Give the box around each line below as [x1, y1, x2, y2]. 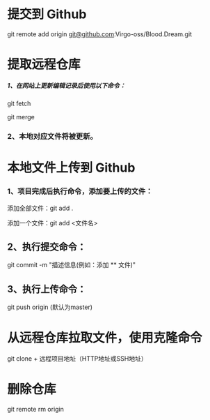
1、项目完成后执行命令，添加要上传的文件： [7, 186, 153, 196]
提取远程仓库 [7, 57, 81, 73]
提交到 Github [7, 6, 87, 22]
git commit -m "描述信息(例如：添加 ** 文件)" [7, 261, 136, 269]
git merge [7, 113, 35, 121]
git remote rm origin [7, 405, 65, 413]
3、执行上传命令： [7, 283, 87, 295]
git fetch [7, 99, 31, 108]
